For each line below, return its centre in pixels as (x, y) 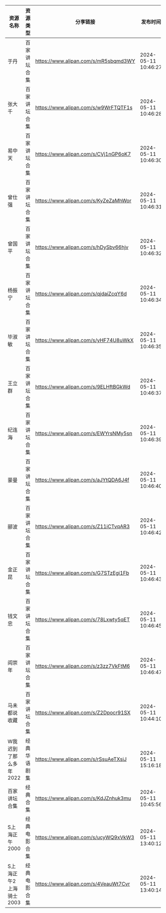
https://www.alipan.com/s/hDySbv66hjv (82, 247)
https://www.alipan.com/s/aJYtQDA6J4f (82, 480)
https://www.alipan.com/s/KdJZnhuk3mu (83, 798)
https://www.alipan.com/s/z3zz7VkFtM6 (83, 666)
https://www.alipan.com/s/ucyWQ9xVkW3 (85, 837)
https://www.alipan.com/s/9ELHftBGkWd (83, 387)
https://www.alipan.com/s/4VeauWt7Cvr (83, 884)
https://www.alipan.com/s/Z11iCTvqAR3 (83, 527)
